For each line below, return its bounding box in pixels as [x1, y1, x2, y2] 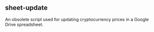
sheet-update [5, 4, 48, 12]
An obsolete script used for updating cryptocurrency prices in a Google [5, 16, 149, 22]
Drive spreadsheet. [5, 21, 44, 27]
